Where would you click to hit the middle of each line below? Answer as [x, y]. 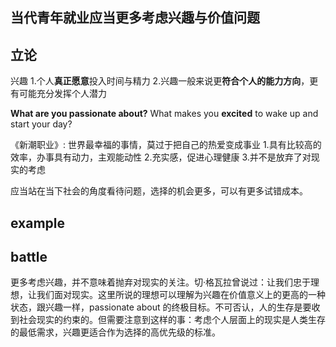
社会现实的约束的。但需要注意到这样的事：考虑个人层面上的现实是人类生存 [172, 320]
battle [29, 256]
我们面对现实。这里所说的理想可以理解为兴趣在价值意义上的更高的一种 [181, 295]
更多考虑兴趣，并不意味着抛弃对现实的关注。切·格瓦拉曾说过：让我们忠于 [161, 282]
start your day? [41, 124]
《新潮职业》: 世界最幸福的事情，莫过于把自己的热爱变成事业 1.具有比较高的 [166, 145]
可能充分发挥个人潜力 [62, 94]
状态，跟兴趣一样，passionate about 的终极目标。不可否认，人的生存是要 [161, 307]
